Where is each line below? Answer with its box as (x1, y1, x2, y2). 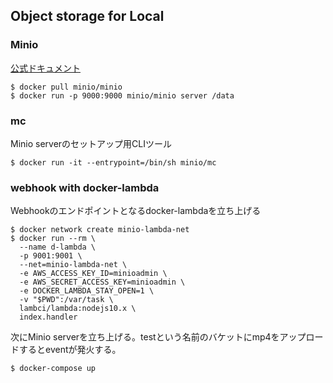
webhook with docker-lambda (10, 180, 160, 194)
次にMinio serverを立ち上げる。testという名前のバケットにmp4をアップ (10, 331, 307, 343)
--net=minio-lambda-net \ (19, 260, 128, 270)
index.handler (19, 312, 78, 323)
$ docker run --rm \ (10, 234, 97, 244)
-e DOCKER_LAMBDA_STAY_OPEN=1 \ (19, 286, 155, 296)
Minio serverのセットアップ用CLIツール (10, 137, 173, 149)
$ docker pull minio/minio (10, 82, 123, 92)
